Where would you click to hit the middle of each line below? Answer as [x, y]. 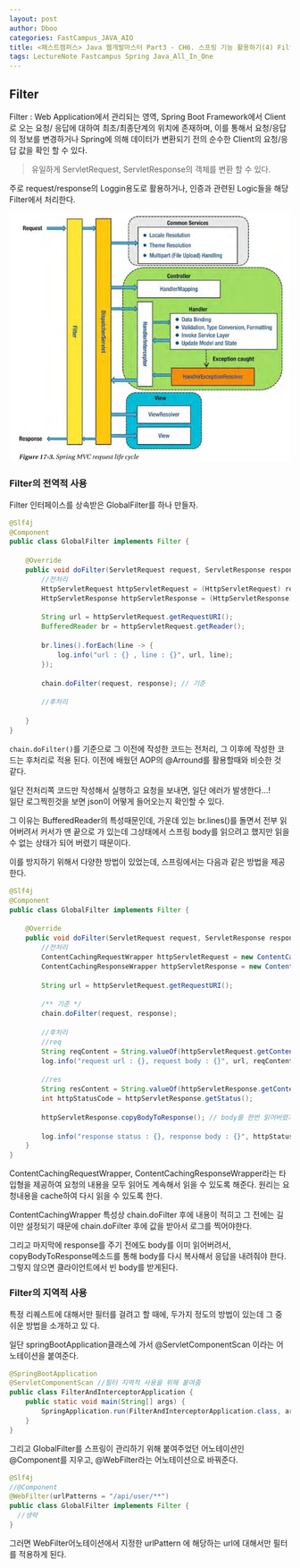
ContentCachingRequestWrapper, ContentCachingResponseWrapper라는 [143, 1173]
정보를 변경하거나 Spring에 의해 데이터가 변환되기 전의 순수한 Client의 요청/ [150, 139]
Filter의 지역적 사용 [48, 1293]
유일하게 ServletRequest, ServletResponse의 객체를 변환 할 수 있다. [151, 169]
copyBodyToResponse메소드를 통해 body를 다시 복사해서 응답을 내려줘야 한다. [148, 1257]
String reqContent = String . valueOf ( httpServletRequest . [149, 1052]
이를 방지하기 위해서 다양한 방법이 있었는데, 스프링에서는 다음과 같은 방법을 [139, 861]
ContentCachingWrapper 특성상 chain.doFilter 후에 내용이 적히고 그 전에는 [142, 1215]
